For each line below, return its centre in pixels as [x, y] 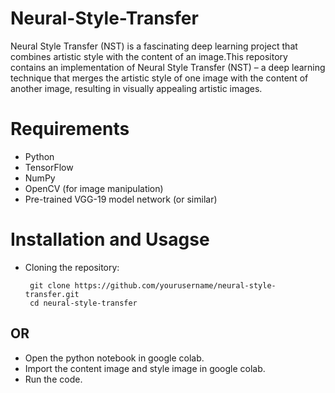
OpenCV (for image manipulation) [94, 188]
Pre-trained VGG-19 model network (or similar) [121, 199]
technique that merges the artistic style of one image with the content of [159, 78]
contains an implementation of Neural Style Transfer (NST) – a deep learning [168, 67]
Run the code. [53, 379]
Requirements [70, 129]
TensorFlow [49, 167]
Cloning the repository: [72, 267]
